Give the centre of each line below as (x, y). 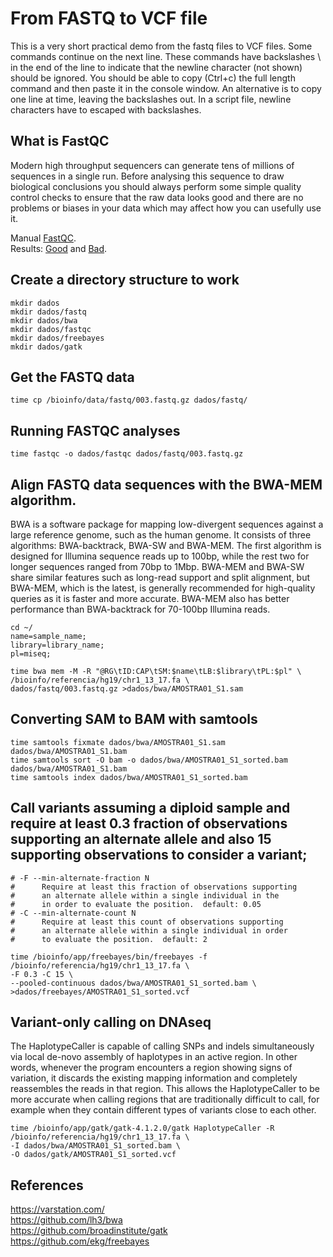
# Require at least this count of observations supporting (147, 922)
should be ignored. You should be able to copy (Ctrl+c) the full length (153, 78)
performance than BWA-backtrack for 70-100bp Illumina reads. (140, 609)
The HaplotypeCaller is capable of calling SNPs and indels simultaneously (162, 1046)
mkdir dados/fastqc (51, 329)
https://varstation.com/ (57, 1209)
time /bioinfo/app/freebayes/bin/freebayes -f (109, 957)
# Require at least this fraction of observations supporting (154, 887)
